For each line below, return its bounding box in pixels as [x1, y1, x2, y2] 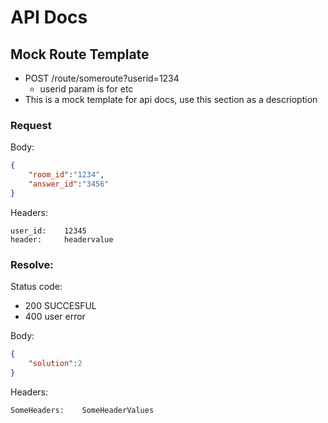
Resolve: [10, 257, 54, 271]
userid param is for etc [39, 83, 134, 95]
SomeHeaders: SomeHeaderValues [10, 405, 155, 415]
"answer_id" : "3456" [28, 179, 110, 190]
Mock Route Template [10, 46, 150, 63]
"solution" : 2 [28, 358, 83, 368]
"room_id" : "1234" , [28, 170, 105, 180]
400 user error [24, 311, 86, 323]
